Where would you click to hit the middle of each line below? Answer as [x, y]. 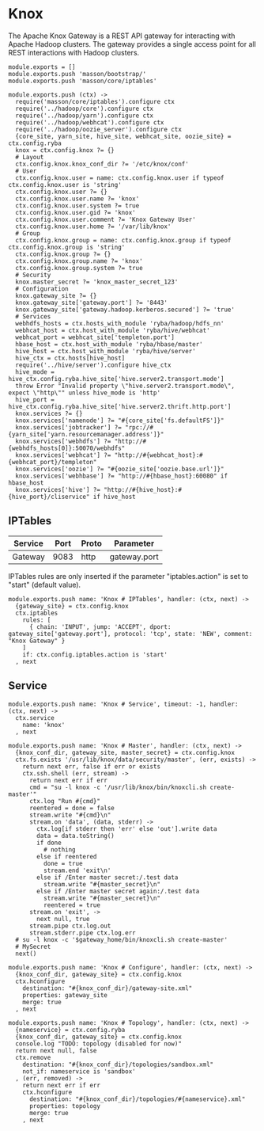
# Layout [30, 157]
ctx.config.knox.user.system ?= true [77, 206]
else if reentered [67, 856]
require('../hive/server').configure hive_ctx [93, 365]
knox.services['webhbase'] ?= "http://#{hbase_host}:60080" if [121, 476]
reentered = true [72, 905]
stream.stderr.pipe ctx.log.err [82, 933]
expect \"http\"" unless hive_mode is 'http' [84, 393]
